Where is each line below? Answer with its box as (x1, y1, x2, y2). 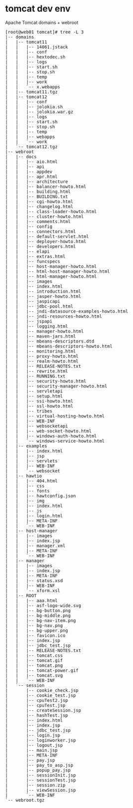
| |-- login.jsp (5, 732, 61, 738)
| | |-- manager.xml (5, 543, 66, 549)
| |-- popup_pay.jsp (5, 767, 71, 773)
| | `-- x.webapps (5, 84, 61, 90)
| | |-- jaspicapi (5, 298, 61, 304)
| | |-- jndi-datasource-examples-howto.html (5, 308, 129, 314)
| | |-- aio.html (5, 159, 58, 165)
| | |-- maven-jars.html (5, 333, 76, 339)
